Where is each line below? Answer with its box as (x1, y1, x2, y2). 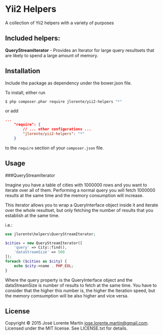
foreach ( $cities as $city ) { (5, 259, 67, 264)
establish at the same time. (5, 212, 60, 218)
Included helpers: (5, 34, 61, 42)
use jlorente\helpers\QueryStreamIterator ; (5, 231, 96, 237)
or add (5, 108, 19, 114)
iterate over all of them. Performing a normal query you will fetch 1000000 (5, 187, 156, 193)
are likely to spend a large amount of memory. (5, 52, 98, 58)
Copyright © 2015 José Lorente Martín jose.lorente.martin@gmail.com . (5, 320, 149, 326)
